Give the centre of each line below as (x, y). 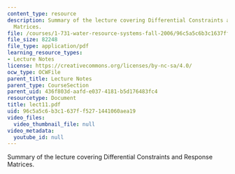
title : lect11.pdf (34, 105)
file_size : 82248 (33, 40)
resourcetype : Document (42, 99)
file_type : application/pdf (48, 46)
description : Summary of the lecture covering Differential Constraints (115, 20)
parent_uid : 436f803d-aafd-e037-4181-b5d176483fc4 (83, 92)
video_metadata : (31, 131)
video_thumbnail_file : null (55, 124)
